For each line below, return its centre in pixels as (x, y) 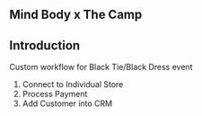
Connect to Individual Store (73, 85)
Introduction (45, 45)
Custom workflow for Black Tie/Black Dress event (101, 67)
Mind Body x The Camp (76, 15)
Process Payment (55, 94)
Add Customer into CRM (67, 103)
